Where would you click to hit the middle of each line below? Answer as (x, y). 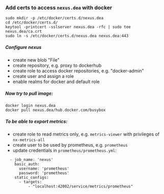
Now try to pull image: (29, 93)
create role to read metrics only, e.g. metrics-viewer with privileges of (86, 134)
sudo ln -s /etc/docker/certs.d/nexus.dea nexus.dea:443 (67, 36)
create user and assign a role (43, 76)
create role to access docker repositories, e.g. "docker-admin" (78, 71)
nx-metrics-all (29, 140)
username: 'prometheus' (44, 169)
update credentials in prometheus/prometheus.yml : (65, 150)
